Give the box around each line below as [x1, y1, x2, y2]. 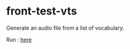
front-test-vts [6, 4, 77, 18]
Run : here [6, 36, 32, 43]
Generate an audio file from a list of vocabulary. [6, 24, 125, 31]
